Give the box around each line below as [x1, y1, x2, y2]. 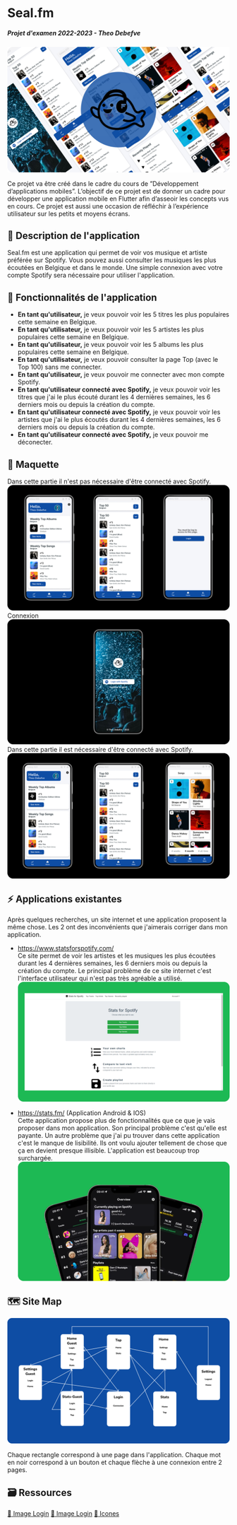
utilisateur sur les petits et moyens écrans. [7, 209, 130, 218]
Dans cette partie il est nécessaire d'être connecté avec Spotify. [7, 746, 194, 754]
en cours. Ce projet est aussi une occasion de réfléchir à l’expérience [7, 201, 209, 210]
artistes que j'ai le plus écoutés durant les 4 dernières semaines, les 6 [17, 416, 221, 424]
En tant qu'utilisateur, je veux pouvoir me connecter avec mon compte [17, 370, 225, 379]
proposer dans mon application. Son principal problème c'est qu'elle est [17, 1124, 227, 1132]
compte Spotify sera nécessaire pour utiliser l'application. [7, 271, 175, 280]
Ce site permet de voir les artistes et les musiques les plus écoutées [17, 952, 217, 960]
